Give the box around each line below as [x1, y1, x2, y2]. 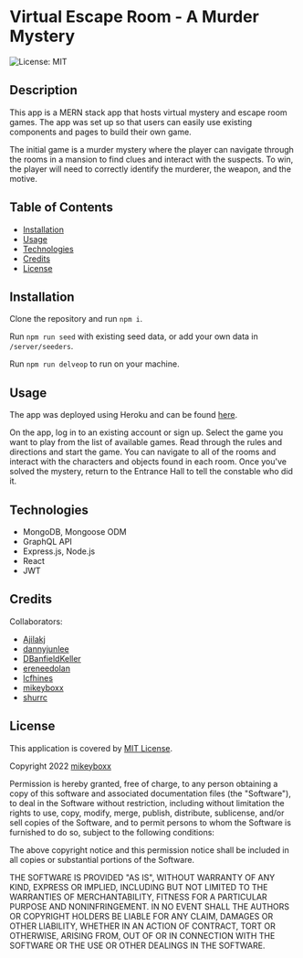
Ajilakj [22, 633, 46, 644]
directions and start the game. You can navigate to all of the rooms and [9, 446, 277, 458]
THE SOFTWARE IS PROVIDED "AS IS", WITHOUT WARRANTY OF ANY [9, 871, 276, 883]
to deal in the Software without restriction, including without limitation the [9, 797, 285, 808]
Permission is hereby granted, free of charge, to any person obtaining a [9, 778, 278, 789]
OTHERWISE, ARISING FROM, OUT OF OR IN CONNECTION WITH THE [9, 930, 276, 941]
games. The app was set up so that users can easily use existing [9, 116, 253, 127]
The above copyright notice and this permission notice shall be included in [9, 844, 289, 856]
